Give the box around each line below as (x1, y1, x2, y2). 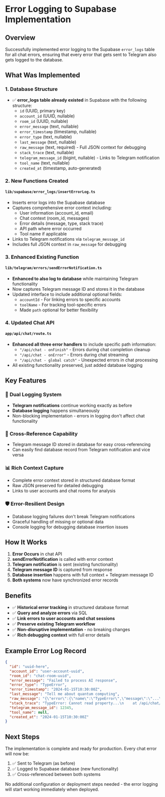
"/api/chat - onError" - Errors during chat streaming (19, 352, 129, 358)
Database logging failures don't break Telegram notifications (12, 513, 135, 519)
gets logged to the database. (5, 57, 63, 62)
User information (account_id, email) (19, 210, 94, 216)
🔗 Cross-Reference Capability (5, 430, 78, 437)
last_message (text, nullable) (19, 139, 77, 145)
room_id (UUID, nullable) (19, 118, 69, 124)
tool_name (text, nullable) (19, 160, 70, 165)
